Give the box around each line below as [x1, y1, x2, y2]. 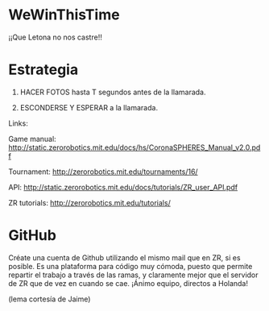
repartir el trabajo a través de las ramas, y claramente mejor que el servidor [8, 270, 259, 280]
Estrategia [8, 60, 79, 79]
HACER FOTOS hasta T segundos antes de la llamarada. [19, 87, 206, 97]
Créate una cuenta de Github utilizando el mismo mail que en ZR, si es [8, 252, 241, 263]
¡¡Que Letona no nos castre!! [8, 32, 102, 42]
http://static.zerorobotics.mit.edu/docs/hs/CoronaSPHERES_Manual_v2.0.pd [8, 143, 261, 152]
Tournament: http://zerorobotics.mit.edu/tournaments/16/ [8, 167, 199, 176]
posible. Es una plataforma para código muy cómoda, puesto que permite [8, 261, 253, 271]
